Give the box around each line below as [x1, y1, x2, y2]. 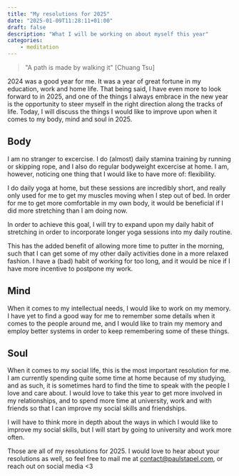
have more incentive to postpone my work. [7, 264, 133, 273]
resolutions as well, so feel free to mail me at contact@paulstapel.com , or [7, 455, 223, 463]
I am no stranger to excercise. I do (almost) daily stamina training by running [7, 154, 232, 163]
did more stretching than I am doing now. [7, 206, 128, 215]
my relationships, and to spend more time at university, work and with [7, 397, 212, 405]
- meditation [20, 44, 59, 51]
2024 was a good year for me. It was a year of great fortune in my [7, 77, 201, 86]
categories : [7, 37, 43, 44]
